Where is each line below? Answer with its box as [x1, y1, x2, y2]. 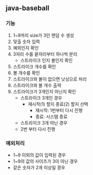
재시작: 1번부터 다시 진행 [35, 107, 83, 113]
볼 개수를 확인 [12, 69, 40, 75]
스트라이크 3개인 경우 [20, 94, 62, 100]
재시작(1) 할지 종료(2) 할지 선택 [27, 101, 88, 107]
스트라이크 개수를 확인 [12, 63, 56, 69]
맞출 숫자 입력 [12, 38, 40, 44]
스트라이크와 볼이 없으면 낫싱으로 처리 [12, 76, 87, 82]
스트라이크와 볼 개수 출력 [12, 82, 61, 88]
